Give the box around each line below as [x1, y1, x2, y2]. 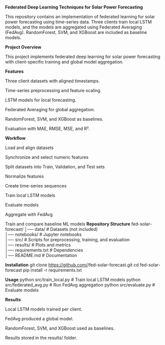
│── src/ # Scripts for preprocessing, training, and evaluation [5, 237, 130, 243]
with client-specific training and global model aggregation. [5, 59, 124, 64]
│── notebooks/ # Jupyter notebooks [5, 231, 82, 237]
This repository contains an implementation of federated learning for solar [5, 14, 155, 19]
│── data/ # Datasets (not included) [24, 226, 98, 232]
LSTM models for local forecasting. [5, 97, 76, 103]
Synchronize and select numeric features [5, 155, 89, 160]
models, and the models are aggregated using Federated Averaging [5, 24, 142, 30]
